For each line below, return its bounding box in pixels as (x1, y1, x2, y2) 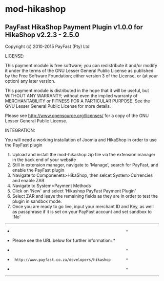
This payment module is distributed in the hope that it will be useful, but (5, 88, 149, 94)
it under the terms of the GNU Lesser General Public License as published (5, 68, 154, 73)
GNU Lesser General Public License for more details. (5, 103, 111, 109)
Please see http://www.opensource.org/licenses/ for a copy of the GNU (5, 113, 149, 118)
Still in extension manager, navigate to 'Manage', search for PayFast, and (12, 162, 159, 167)
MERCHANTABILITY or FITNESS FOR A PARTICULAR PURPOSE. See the (5, 98, 150, 104)
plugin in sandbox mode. (12, 198, 62, 204)
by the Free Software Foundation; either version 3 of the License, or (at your (5, 73, 158, 79)
